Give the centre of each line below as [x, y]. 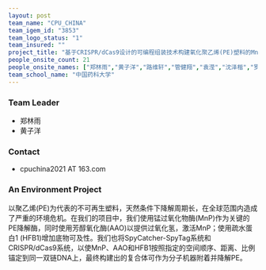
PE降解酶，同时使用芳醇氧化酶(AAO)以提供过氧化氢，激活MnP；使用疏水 [127, 228]
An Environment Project [55, 190]
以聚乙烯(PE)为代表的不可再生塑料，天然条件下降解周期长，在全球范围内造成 [133, 208]
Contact [24, 152]
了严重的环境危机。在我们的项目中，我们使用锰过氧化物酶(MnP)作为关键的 [129, 218]
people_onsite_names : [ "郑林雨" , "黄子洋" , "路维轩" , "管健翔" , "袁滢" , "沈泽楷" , [129, 67]
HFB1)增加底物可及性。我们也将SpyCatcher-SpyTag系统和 [117, 237]
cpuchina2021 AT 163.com [63, 169]
